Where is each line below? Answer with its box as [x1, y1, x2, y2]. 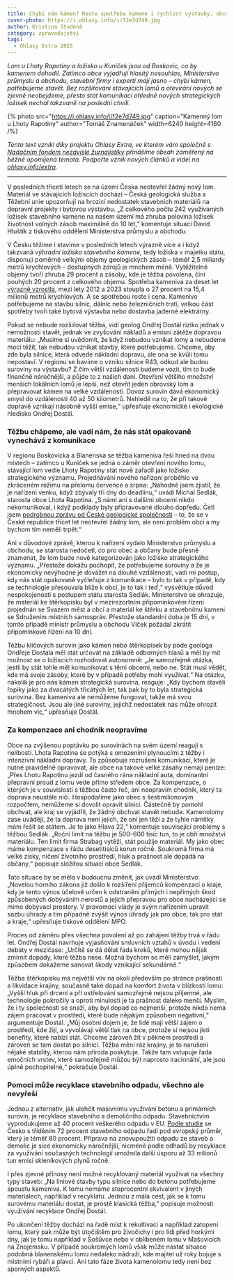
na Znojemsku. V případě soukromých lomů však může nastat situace [7, 1242, 207, 1251]
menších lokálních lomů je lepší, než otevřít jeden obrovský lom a [7, 380, 194, 388]
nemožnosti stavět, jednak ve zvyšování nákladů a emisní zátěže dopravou [7, 328, 221, 336]
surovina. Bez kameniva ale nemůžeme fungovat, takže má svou [7, 693, 192, 701]
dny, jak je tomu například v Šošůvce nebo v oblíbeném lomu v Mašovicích [7, 1235, 221, 1243]
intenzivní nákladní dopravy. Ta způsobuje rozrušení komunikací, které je [7, 756, 216, 764]
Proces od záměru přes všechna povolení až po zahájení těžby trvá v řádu [7, 930, 220, 939]
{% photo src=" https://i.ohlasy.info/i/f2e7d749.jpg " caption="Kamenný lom [7, 112, 223, 120]
